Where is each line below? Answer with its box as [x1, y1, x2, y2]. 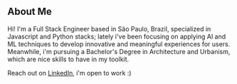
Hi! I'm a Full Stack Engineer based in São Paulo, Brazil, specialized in [7, 24, 211, 33]
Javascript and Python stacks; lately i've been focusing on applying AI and [7, 32, 226, 41]
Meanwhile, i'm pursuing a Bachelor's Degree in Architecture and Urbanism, [7, 47, 231, 56]
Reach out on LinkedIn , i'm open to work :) [7, 68, 132, 77]
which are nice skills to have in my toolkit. [7, 55, 130, 63]
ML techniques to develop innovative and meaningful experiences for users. [7, 39, 231, 48]
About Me [7, 6, 52, 18]
